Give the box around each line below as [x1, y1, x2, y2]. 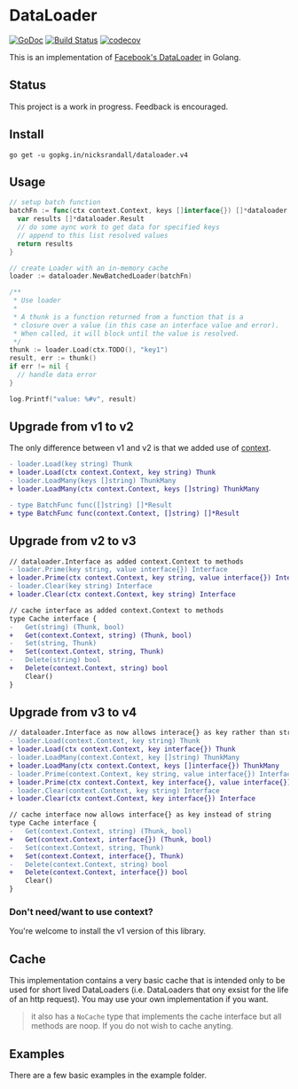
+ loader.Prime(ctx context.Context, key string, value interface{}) [9, 573, 272, 582]
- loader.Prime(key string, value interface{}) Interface [9, 565, 228, 574]
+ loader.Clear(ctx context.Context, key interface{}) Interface [9, 794, 255, 803]
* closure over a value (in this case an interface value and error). [12, 320, 279, 329]
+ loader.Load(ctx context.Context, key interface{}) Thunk [9, 745, 237, 754]
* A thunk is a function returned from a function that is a [12, 312, 244, 321]
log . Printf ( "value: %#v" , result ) [9, 394, 137, 404]
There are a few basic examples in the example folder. [9, 1069, 207, 1080]
